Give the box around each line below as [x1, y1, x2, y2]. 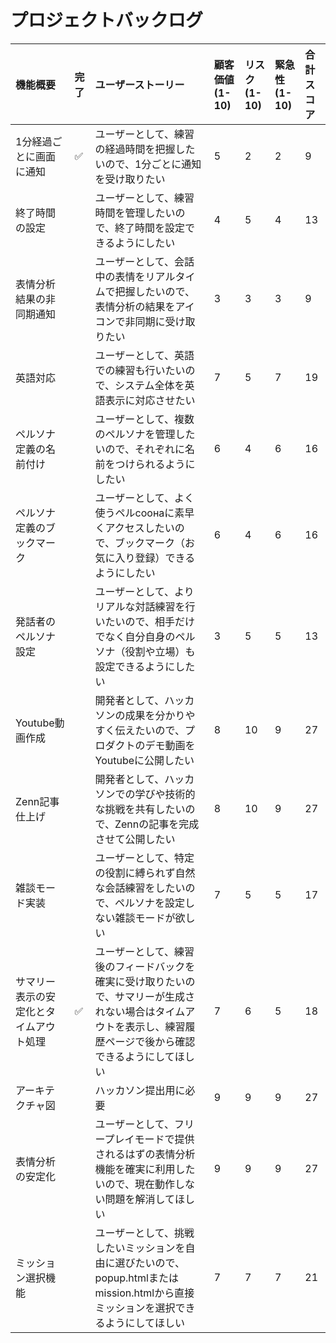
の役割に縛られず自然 [94, 866, 196, 880]
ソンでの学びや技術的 [94, 787, 196, 801]
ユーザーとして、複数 [94, 412, 195, 426]
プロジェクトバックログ [10, 9, 204, 32]
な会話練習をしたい [94, 881, 186, 895]
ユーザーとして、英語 [94, 348, 195, 362]
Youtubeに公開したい [94, 753, 195, 767]
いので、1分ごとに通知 [94, 157, 202, 171]
